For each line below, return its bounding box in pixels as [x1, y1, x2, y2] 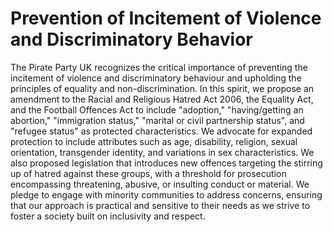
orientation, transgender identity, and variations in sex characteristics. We [10, 146, 315, 158]
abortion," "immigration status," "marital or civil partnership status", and [10, 114, 305, 126]
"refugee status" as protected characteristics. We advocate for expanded [10, 125, 313, 137]
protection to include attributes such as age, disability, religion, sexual [10, 135, 298, 147]
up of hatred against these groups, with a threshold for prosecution [10, 167, 287, 179]
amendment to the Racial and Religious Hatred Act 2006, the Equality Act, [10, 93, 314, 105]
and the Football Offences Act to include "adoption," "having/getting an [10, 103, 304, 116]
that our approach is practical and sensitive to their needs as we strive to [10, 199, 311, 211]
